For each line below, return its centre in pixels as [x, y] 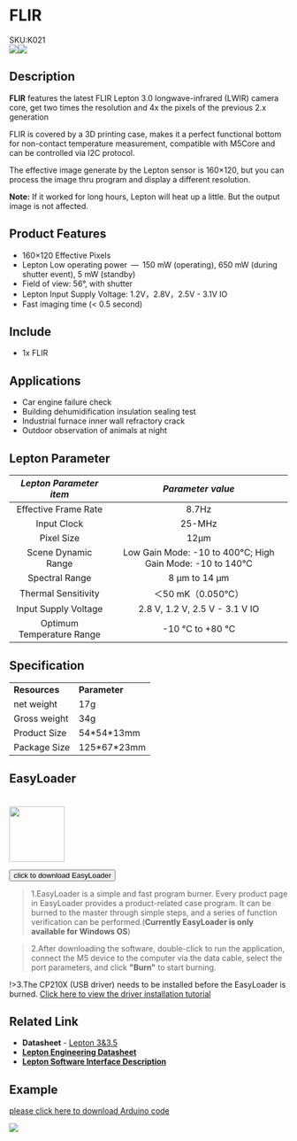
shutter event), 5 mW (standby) [79, 274]
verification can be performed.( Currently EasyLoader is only [142, 921]
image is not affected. [49, 206]
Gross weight [41, 718]
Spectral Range [60, 578]
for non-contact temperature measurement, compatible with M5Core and [142, 144]
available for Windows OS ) [80, 931]
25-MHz [199, 524]
